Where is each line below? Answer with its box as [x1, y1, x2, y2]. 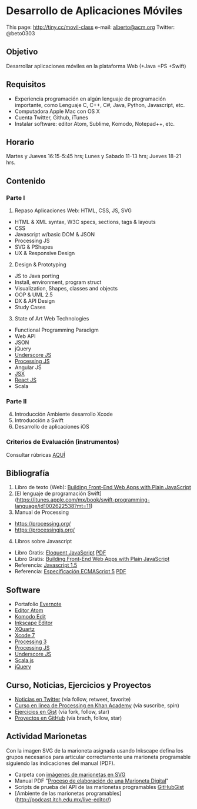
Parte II [6, 397, 27, 405]
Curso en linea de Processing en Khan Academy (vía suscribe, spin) [14, 702, 179, 709]
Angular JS [14, 364, 42, 371]
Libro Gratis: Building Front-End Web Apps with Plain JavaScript [14, 556, 170, 563]
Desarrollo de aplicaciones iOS [14, 423, 89, 430]
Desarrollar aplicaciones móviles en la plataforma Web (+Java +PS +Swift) [6, 62, 186, 69]
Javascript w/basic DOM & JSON [14, 231, 95, 238]
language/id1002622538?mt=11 [14, 503, 91, 510]
